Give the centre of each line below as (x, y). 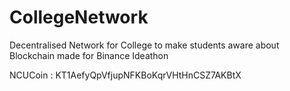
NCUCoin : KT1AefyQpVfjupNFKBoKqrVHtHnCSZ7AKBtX (125, 75)
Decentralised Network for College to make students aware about (144, 45)
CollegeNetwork (79, 17)
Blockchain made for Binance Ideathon (89, 55)
